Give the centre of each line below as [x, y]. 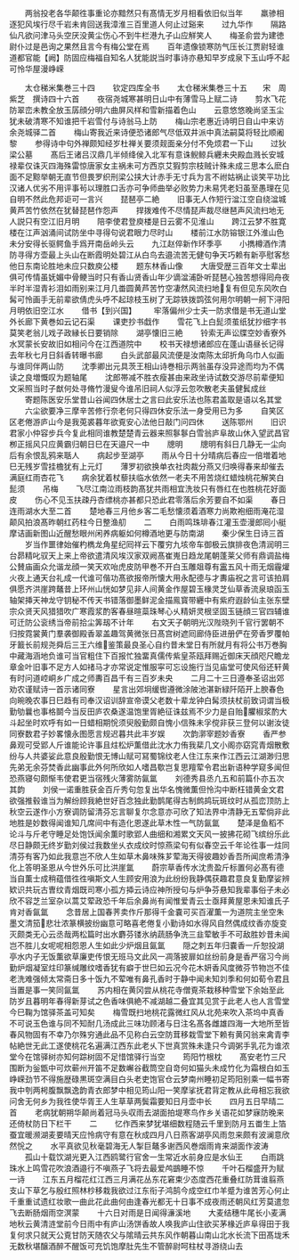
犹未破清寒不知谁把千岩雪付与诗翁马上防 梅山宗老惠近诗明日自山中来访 [147, 121]
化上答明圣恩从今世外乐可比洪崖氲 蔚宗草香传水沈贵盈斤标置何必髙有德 [147, 867]
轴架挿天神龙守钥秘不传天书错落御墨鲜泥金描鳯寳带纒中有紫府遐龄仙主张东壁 [149, 600]
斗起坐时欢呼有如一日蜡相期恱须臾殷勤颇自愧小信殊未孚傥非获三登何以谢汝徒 [149, 723]
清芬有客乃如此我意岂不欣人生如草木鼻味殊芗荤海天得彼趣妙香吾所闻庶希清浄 [149, 856]
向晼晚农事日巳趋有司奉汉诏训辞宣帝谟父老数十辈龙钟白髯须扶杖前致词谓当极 [149, 700]
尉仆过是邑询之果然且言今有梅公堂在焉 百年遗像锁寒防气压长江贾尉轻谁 [147, 46]
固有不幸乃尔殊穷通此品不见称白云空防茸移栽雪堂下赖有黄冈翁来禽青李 [161, 1035]
